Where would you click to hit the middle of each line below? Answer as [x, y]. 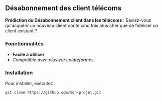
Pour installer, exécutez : [30, 84]
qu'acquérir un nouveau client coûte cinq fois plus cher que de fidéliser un [82, 25]
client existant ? [21, 31]
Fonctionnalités [24, 43]
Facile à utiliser [28, 55]
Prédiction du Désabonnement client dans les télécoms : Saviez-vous [78, 20]
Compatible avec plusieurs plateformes [53, 60]
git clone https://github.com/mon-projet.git [53, 93]
